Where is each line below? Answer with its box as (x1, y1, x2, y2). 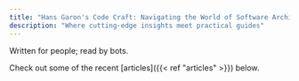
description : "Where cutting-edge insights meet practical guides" (9, 21, 265, 30)
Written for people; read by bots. (9, 45, 129, 55)
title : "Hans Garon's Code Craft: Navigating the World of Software (9, 12, 269, 22)
